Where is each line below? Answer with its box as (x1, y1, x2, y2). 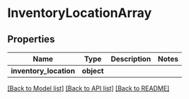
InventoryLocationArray (7, 5, 152, 21)
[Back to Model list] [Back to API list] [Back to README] (7, 84, 170, 93)
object (81, 66, 104, 76)
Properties (7, 33, 55, 45)
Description (110, 54, 151, 64)
